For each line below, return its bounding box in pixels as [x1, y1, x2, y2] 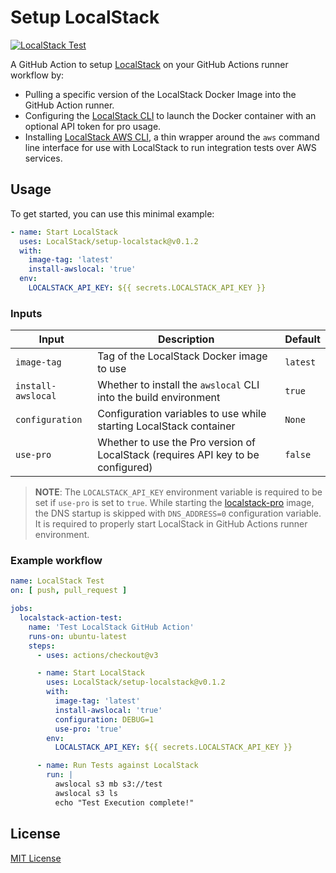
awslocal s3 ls [54, 788, 118, 798]
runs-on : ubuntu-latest [28, 631, 128, 641]
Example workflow [10, 554, 103, 568]
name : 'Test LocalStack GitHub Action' [28, 622, 195, 632]
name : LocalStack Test [10, 576, 105, 586]
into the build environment [97, 391, 221, 405]
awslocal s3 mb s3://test [54, 779, 163, 790]
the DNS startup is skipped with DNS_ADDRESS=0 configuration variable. [34, 507, 322, 520]
